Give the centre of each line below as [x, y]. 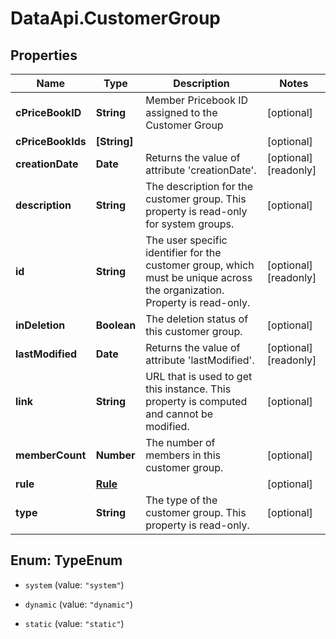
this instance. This [188, 389]
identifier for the [183, 252]
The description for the [199, 186]
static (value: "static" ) [74, 623]
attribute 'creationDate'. [201, 170]
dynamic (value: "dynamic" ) [78, 604]
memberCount [51, 455]
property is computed [196, 401]
